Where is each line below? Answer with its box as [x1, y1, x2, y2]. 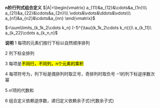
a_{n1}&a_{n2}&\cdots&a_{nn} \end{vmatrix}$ [5, 16, 96, 21]
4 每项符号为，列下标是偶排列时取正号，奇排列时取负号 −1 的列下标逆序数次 [5, 71, 155, 77]
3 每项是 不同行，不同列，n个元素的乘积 [5, 61, 84, 66]
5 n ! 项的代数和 [5, 88, 34, 93]
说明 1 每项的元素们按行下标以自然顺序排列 [5, 40, 90, 46]
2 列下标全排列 [5, 51, 35, 56]
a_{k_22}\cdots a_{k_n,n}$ [5, 30, 58, 36]
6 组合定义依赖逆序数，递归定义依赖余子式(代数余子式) [5, 98, 114, 104]
